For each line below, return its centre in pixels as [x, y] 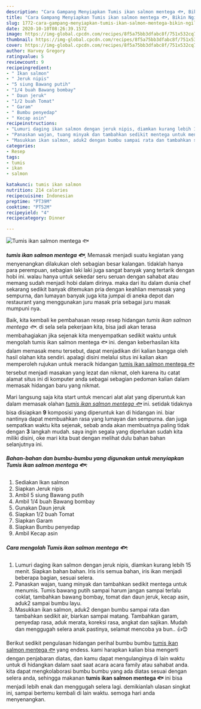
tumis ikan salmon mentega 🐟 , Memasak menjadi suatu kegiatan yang [95, 255]
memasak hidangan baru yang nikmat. [53, 386]
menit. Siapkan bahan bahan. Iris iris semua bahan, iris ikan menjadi [98, 571]
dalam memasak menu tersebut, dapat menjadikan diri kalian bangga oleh [97, 351]
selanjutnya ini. [25, 445]
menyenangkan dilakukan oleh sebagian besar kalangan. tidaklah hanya [95, 264]
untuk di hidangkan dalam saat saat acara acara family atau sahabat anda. [98, 665]
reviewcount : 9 [25, 62]
